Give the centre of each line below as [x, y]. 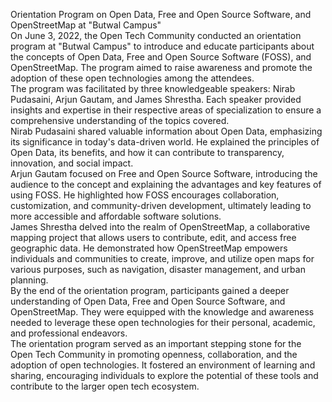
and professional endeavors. [69, 333]
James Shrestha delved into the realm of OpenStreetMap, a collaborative [160, 227]
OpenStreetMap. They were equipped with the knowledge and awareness [162, 312]
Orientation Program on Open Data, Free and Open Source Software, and [161, 14]
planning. [29, 280]
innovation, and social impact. [72, 163]
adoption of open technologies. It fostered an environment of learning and [163, 365]
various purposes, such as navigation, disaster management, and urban [158, 269]
